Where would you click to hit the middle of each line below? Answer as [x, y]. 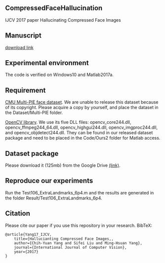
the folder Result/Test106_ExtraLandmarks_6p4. [54, 198]
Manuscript [23, 36]
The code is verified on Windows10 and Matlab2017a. [59, 75]
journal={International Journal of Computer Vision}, [70, 247]
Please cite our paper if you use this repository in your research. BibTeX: [79, 225]
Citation [18, 213]
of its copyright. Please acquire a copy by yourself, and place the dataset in [82, 108]
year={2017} [26, 252]
